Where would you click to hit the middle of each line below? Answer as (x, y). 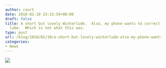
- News (12, 46)
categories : (17, 42)
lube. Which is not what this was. (47, 28)
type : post (16, 33)
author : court (20, 10)
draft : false (19, 19)
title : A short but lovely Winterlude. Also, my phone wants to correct (83, 23)
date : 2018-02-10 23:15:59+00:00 (40, 14)
